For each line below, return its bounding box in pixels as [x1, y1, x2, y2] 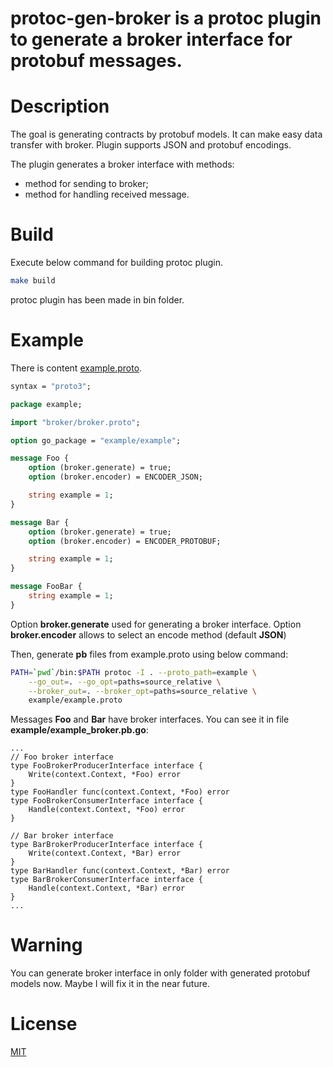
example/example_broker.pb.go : [10, 724, 149, 736]
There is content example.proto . [10, 362, 143, 374]
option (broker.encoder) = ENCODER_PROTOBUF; [28, 536, 222, 546]
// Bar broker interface [10, 831, 114, 841]
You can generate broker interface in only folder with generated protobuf [10, 967, 311, 979]
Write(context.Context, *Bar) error [28, 848, 182, 859]
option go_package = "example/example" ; [10, 435, 182, 446]
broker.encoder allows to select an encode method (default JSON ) [10, 628, 287, 641]
